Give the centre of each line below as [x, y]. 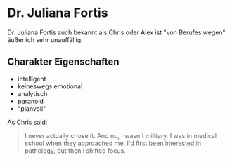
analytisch [32, 93]
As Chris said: [27, 122]
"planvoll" [32, 108]
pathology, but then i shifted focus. [75, 150]
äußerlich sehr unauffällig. [45, 39]
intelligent [32, 79]
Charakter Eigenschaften [63, 62]
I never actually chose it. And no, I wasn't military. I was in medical [120, 135]
